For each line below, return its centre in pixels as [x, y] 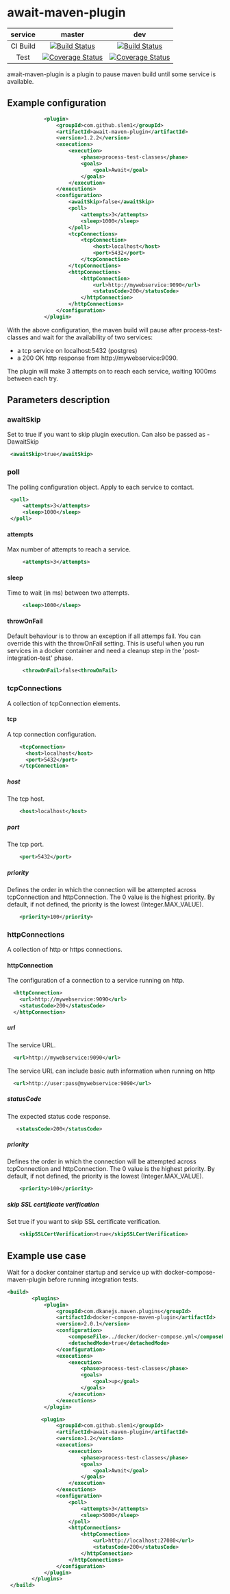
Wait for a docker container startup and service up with [85, 1272]
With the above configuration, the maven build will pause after [95, 330]
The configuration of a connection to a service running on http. [96, 981]
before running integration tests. [93, 1279]
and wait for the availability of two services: [91, 337]
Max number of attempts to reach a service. [69, 549]
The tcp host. [26, 799]
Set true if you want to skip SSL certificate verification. [84, 1222]
